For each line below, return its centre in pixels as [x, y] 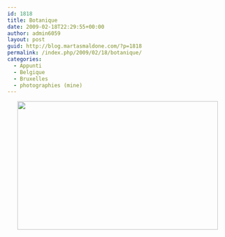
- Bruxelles [31, 79]
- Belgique [29, 72]
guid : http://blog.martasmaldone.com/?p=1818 [74, 46]
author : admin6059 [34, 33]
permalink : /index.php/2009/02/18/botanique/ [74, 53]
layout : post [26, 40]
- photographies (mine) [48, 85]
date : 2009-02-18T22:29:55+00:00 [56, 27]
